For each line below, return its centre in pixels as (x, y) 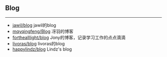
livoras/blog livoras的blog (39, 43)
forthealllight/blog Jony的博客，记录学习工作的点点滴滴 (69, 37)
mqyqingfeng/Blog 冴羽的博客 (43, 31)
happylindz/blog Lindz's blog (42, 49)
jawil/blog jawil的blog (34, 25)
